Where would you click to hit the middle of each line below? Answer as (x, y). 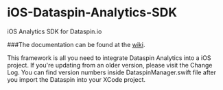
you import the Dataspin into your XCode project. (77, 79)
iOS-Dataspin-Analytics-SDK (92, 13)
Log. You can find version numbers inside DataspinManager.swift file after (112, 72)
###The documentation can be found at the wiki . (76, 44)
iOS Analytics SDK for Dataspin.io (55, 31)
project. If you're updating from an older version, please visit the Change (110, 65)
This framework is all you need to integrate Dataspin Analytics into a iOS (109, 58)
